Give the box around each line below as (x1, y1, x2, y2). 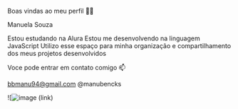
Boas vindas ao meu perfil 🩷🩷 (7, 7, 94, 15)
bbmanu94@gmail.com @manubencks (7, 80, 122, 88)
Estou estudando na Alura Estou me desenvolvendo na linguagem (7, 34, 201, 42)
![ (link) (7, 93, 53, 102)
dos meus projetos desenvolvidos (7, 50, 107, 57)
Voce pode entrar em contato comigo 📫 (7, 64, 126, 71)
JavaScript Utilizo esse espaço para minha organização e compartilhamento (7, 42, 232, 50)
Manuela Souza (7, 21, 53, 28)
